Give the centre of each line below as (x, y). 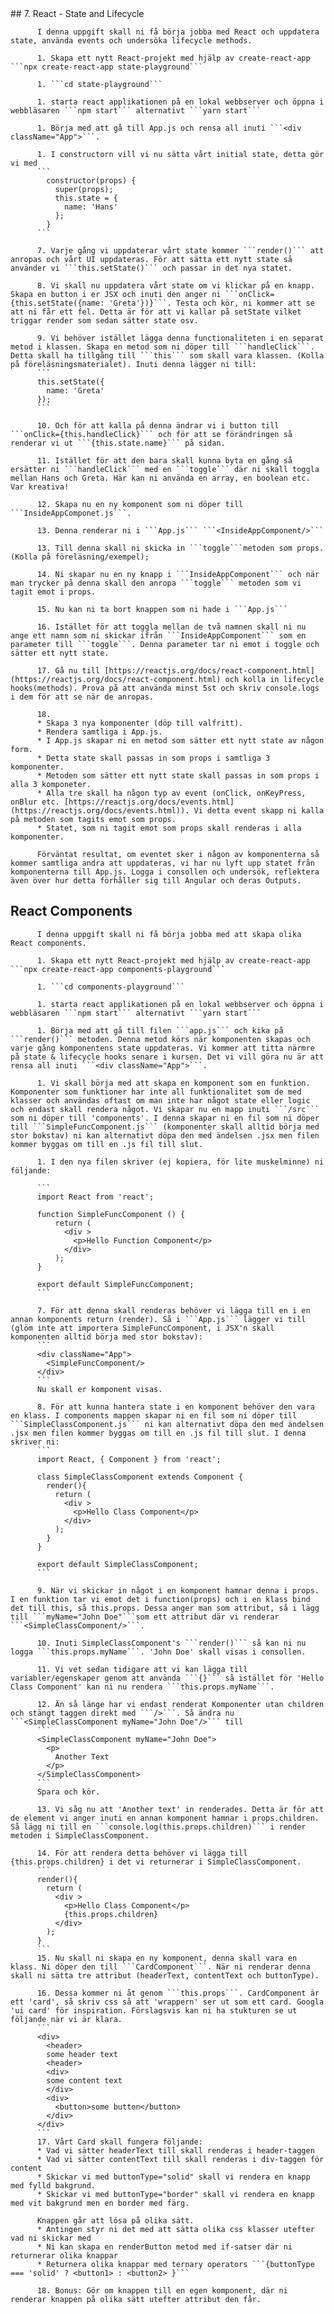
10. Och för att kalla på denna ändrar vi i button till (158, 426)
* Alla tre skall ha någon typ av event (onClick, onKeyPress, (171, 793)
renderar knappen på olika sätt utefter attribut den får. (136, 2299)
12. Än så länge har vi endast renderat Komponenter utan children (180, 1704)
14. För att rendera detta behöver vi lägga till (142, 1853)
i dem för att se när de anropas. (82, 697)
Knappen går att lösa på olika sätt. (115, 2220)
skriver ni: (35, 1442)
